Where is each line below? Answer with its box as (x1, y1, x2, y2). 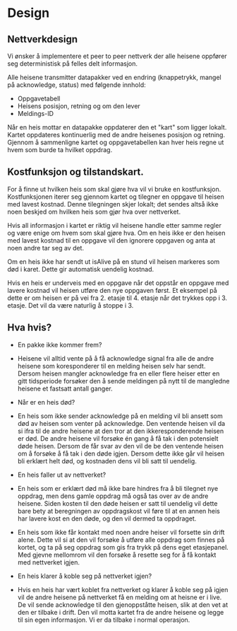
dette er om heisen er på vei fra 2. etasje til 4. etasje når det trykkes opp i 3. (7, 294, 228, 302)
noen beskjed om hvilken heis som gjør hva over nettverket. (7, 207, 181, 216)
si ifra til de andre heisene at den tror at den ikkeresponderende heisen (17, 427, 224, 435)
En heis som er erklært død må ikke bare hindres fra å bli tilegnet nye (17, 484, 219, 492)
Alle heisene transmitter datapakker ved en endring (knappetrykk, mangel (7, 73, 221, 81)
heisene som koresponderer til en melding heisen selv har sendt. (17, 361, 206, 370)
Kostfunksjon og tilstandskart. (7, 166, 145, 178)
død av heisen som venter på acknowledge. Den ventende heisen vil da (17, 419, 226, 427)
